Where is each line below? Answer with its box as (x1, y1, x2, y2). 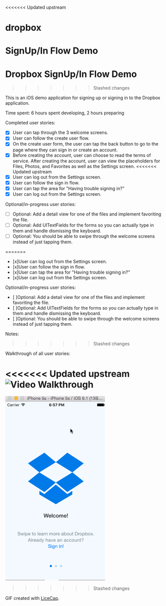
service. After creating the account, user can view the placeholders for (12, 158, 160, 164)
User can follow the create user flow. (12, 135, 90, 141)
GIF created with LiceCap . (5, 595, 60, 601)
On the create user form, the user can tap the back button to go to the (12, 141, 158, 147)
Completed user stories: (5, 120, 56, 126)
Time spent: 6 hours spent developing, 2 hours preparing (5, 110, 124, 116)
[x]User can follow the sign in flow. (12, 264, 85, 270)
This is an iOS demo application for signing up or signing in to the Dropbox (5, 95, 160, 101)
